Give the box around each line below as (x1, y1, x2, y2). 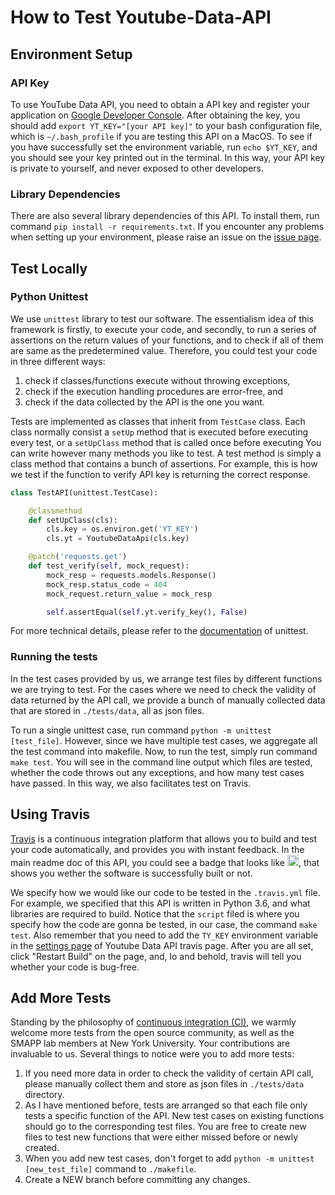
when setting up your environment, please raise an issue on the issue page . (10, 231, 322, 243)
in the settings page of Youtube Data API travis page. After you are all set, (10, 939, 314, 951)
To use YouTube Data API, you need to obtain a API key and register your (10, 98, 311, 110)
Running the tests (10, 650, 98, 664)
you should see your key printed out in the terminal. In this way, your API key (10, 151, 326, 163)
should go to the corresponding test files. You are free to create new (24, 1121, 307, 1133)
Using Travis (10, 806, 91, 823)
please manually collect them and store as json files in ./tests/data (24, 1078, 305, 1090)
